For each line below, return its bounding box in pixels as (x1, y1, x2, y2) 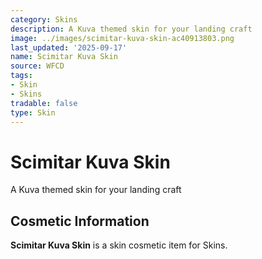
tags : (10, 71, 33, 81)
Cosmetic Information (10, 212, 150, 230)
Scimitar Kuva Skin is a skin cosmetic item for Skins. (10, 239, 228, 251)
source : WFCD (10, 61, 65, 71)
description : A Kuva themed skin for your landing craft (10, 24, 253, 34)
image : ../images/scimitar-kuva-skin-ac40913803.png (10, 33, 235, 43)
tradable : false (10, 98, 78, 108)
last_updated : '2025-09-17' (10, 42, 128, 53)
